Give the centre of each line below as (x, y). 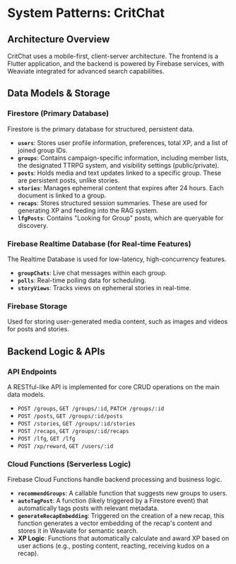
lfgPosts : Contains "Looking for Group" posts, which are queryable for (120, 218)
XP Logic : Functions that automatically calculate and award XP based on (123, 539)
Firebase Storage (37, 306)
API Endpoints (32, 372)
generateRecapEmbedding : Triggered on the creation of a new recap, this (121, 516)
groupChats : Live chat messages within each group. (92, 272)
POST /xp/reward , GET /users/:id (65, 445)
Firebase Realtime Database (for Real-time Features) (99, 243)
